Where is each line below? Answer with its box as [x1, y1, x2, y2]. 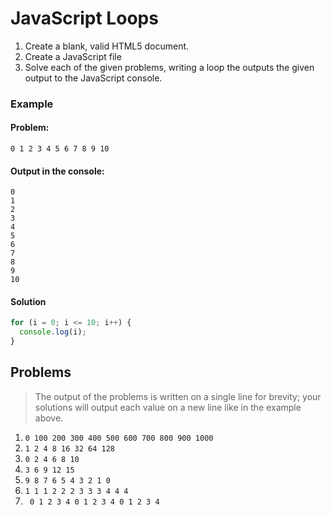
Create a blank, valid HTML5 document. [24, 40, 190, 52]
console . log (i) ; [19, 327, 87, 337]
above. [34, 412, 64, 424]
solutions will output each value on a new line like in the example [34, 401, 302, 413]
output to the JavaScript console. [24, 72, 163, 84]
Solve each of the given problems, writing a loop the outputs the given [24, 61, 315, 73]
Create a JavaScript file [24, 50, 122, 62]
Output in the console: [10, 165, 105, 177]
